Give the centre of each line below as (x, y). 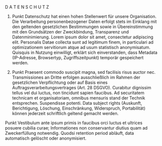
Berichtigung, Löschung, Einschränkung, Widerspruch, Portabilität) (79, 108)
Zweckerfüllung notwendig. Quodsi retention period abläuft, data (70, 133)
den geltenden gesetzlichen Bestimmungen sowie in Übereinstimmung (82, 27)
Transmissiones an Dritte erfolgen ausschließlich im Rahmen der (76, 77)
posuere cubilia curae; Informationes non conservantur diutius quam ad (76, 128)
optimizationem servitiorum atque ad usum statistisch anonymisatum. (81, 47)
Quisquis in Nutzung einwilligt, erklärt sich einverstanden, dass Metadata (85, 52)
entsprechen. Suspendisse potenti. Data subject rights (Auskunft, (77, 103)
